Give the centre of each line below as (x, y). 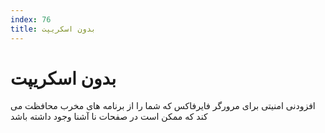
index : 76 (31, 19)
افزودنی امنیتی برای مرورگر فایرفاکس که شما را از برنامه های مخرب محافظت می (163, 106)
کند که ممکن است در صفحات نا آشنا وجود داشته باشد (109, 117)
